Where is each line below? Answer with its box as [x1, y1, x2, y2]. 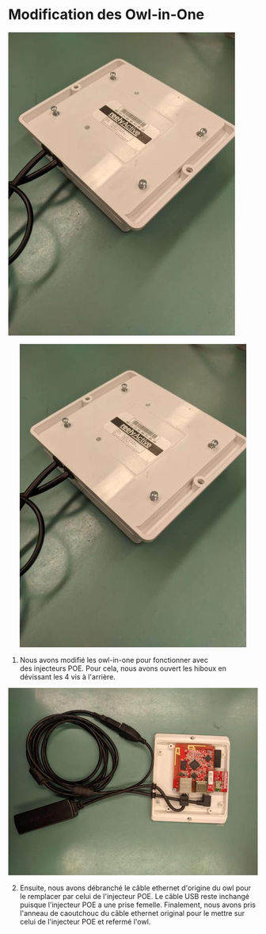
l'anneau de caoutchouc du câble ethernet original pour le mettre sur [19, 908, 245, 917]
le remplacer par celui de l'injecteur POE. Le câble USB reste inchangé [19, 891, 249, 901]
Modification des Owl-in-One [8, 6, 205, 24]
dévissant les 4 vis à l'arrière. [19, 672, 116, 681]
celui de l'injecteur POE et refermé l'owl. [19, 917, 151, 926]
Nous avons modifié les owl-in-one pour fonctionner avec [19, 655, 208, 664]
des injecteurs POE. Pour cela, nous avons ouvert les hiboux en [19, 664, 227, 673]
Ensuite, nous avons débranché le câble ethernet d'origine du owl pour [19, 882, 252, 893]
